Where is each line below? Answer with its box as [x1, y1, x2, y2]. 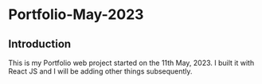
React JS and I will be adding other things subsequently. [8, 67, 193, 76]
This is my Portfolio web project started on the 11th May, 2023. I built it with [8, 58, 255, 67]
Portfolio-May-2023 [8, 6, 144, 24]
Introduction [8, 37, 72, 51]
